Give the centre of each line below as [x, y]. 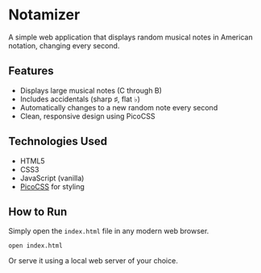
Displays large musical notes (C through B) [91, 90]
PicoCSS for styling [52, 186]
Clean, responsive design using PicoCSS [87, 116]
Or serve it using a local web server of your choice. [93, 261]
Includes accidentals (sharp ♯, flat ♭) [80, 99]
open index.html [35, 246]
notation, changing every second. [64, 45]
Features [31, 71]
